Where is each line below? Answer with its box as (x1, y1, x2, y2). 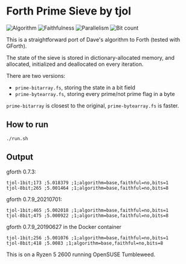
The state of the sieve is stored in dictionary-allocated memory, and (6, 54, 175, 61)
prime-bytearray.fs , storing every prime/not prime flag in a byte (14, 90, 175, 97)
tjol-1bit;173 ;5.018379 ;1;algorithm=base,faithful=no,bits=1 (6, 179, 169, 185)
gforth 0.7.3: (6, 168, 36, 175)
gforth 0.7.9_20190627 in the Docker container (6, 223, 122, 230)
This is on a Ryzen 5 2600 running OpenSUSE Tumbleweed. (6, 251, 156, 258)
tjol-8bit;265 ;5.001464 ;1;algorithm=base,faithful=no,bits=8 (6, 185, 169, 191)
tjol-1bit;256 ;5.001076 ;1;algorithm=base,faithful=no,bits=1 (6, 234, 169, 241)
